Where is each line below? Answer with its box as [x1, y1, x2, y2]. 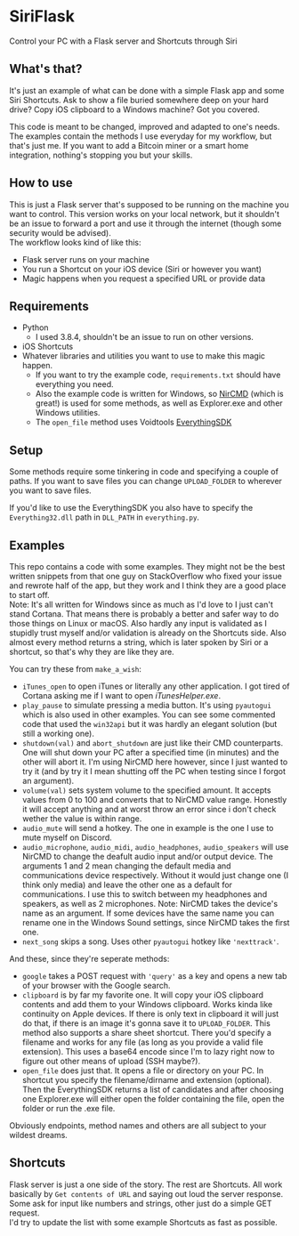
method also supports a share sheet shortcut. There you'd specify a [21, 1028, 271, 1038]
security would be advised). [9, 227, 111, 238]
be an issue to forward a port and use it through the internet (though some [9, 218, 282, 229]
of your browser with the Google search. [21, 981, 171, 990]
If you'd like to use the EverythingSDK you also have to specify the [9, 503, 254, 513]
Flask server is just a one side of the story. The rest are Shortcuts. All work [9, 1179, 283, 1190]
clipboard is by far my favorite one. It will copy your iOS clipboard [21, 990, 264, 1000]
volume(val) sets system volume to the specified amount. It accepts [21, 785, 271, 796]
